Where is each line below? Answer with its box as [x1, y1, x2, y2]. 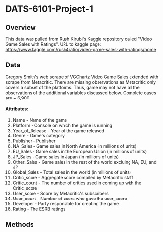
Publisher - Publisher [12, 138, 56, 144]
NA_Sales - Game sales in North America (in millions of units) [12, 143, 137, 149]
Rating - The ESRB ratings [12, 206, 66, 212]
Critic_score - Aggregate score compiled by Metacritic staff [12, 175, 133, 181]
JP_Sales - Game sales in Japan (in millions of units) [12, 154, 119, 160]
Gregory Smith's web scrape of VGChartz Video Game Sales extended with [5, 74, 159, 80]
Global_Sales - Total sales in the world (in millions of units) [12, 169, 131, 175]
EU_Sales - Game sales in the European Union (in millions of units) [12, 149, 147, 155]
